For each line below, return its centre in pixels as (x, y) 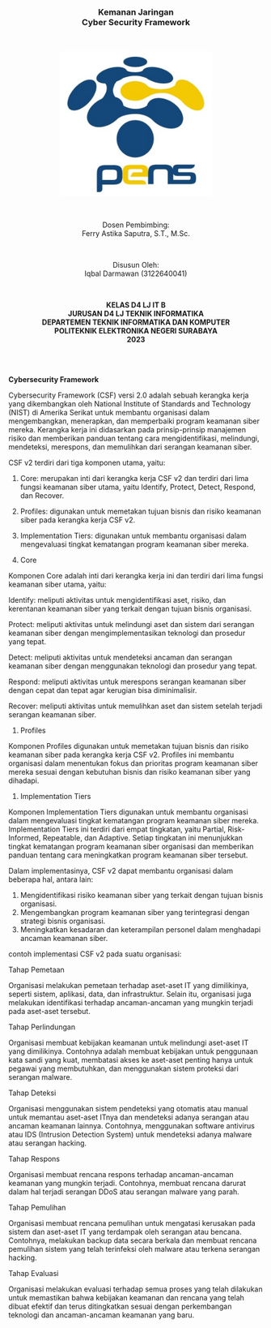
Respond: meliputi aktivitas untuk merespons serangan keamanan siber (127, 681)
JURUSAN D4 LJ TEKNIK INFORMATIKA (136, 313)
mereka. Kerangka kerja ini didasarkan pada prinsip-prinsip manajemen (127, 429)
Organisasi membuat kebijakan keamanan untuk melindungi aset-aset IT (129, 1042)
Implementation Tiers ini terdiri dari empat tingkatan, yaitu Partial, (117, 829)
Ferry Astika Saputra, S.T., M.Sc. (136, 233)
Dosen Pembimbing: (136, 225)
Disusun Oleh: (136, 264)
